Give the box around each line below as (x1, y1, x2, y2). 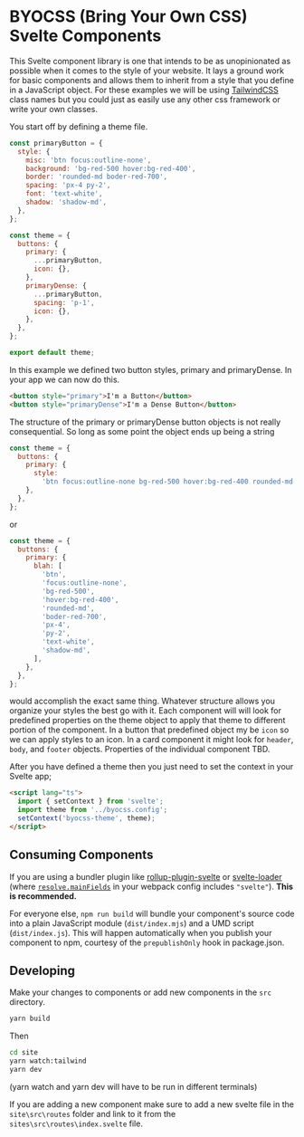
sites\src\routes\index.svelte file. (9, 1118, 143, 1129)
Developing (9, 963, 75, 979)
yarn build (9, 1014, 51, 1024)
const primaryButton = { (9, 139, 103, 148)
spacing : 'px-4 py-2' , (25, 181, 111, 190)
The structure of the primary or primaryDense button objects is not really (9, 416, 281, 427)
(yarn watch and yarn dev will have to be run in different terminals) (9, 1081, 258, 1092)
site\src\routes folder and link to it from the (9, 1108, 176, 1119)
